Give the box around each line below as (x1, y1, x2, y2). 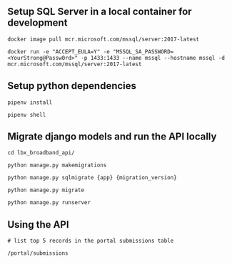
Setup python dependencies (7, 80, 137, 92)
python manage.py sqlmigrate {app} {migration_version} (7, 174, 177, 181)
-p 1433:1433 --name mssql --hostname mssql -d (81, 54, 225, 61)
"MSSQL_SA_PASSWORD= (113, 48, 174, 56)
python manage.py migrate (7, 186, 84, 194)
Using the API (7, 218, 69, 231)
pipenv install (7, 99, 53, 106)
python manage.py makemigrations (7, 162, 107, 169)
